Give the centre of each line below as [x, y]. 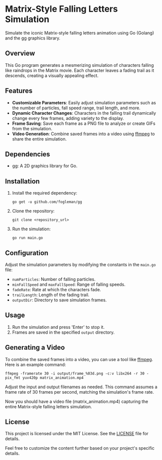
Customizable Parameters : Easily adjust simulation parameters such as [84, 102]
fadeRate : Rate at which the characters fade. [56, 290]
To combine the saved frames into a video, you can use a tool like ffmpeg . [79, 359]
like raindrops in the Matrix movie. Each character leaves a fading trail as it [80, 70]
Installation [22, 181]
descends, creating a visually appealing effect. [52, 75]
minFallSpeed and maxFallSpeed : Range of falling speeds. [69, 284]
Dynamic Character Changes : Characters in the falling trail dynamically [84, 113]
